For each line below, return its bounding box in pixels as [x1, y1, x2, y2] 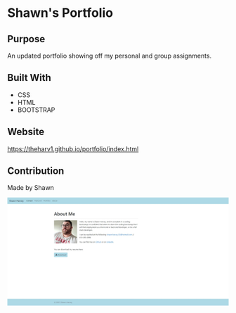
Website [7, 126, 44, 138]
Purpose [7, 33, 46, 45]
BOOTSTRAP [17, 106, 55, 114]
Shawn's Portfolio [7, 5, 114, 21]
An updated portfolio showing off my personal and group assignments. [7, 51, 212, 60]
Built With [7, 72, 51, 84]
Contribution [7, 165, 65, 177]
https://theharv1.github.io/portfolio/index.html [7, 144, 139, 153]
